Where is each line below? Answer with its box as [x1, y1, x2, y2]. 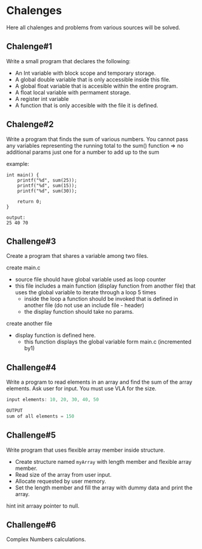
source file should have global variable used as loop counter [15, 276, 166, 283]
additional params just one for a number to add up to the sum [6, 148, 160, 156]
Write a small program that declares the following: [6, 57, 131, 64]
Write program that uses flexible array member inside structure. [6, 446, 165, 454]
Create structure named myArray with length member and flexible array [15, 458, 192, 465]
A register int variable [15, 95, 69, 102]
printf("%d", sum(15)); [17, 182, 78, 188]
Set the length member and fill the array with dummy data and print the [15, 484, 193, 491]
